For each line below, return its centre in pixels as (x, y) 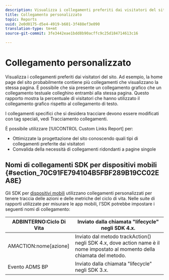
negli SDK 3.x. (92, 270)
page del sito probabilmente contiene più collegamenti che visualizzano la (82, 82)
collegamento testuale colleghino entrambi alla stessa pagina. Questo (77, 93)
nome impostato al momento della (115, 249)
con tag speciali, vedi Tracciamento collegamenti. (57, 119)
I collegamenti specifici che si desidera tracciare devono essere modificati (82, 113)
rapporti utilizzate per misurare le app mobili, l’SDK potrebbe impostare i (80, 204)
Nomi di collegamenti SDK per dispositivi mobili (81, 165)
